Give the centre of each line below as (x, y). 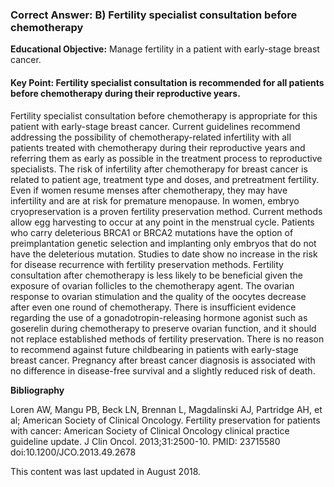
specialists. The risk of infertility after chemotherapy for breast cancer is (159, 169)
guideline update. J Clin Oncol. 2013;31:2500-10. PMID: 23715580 (145, 441)
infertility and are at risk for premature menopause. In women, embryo (155, 200)
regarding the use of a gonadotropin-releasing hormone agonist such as (159, 317)
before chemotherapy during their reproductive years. (125, 93)
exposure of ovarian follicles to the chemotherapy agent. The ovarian (152, 285)
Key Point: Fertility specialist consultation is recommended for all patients (167, 82)
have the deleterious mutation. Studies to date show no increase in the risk (164, 254)
